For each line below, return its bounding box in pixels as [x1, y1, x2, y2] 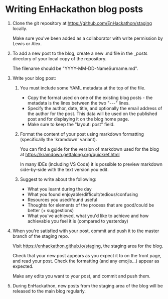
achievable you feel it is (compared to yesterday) [27, 218, 129, 224]
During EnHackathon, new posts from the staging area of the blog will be [12, 282, 163, 288]
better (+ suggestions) [27, 207, 74, 213]
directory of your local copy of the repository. [12, 55, 107, 61]
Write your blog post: [12, 75, 56, 81]
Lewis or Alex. [12, 40, 42, 46]
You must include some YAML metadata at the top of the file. [20, 84, 145, 91]
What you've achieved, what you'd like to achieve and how [27, 213, 149, 219]
